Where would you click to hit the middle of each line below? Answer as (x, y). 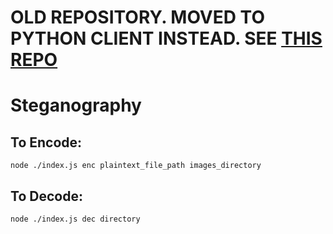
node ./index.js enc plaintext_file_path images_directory (136, 166)
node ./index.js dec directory (75, 219)
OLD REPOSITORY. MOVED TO (137, 17)
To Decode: (46, 196)
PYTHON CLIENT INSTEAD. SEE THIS (166, 38)
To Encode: (46, 142)
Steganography (76, 105)
